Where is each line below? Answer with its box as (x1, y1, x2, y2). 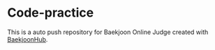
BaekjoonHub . (7, 35, 48, 43)
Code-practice (7, 5, 94, 21)
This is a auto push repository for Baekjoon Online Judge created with (7, 28, 209, 36)
